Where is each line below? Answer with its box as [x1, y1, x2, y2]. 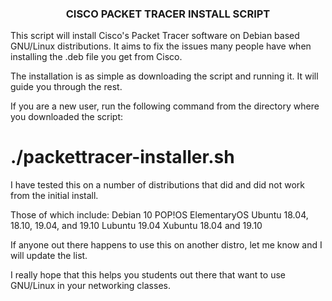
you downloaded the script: [10, 111, 124, 123]
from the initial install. [10, 190, 99, 202]
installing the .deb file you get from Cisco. [10, 51, 183, 63]
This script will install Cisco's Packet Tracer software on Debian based [10, 30, 300, 42]
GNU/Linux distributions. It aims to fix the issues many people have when [10, 40, 312, 52]
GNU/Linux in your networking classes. [10, 280, 171, 292]
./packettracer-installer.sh [10, 146, 235, 169]
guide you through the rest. [10, 81, 123, 93]
